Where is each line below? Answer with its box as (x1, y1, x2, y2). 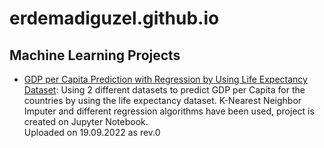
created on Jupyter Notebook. (23, 116, 149, 127)
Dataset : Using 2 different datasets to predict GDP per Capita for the (23, 84, 306, 96)
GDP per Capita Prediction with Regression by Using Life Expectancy (23, 73, 308, 85)
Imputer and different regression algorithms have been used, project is (23, 105, 315, 117)
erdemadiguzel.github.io (9, 7, 220, 30)
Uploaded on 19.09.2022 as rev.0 (23, 127, 161, 138)
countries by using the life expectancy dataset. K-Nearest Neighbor (23, 95, 302, 106)
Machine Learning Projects (9, 47, 181, 64)
